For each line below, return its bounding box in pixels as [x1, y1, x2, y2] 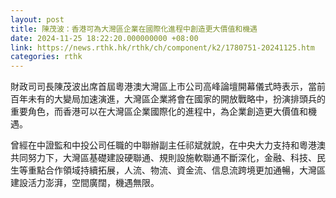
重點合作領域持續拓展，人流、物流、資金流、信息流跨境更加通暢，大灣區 [27, 164, 326, 176]
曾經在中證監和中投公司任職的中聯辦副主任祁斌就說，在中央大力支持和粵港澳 [10, 139, 326, 151]
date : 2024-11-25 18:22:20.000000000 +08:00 [10, 33, 199, 43]
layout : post [10, 14, 65, 25]
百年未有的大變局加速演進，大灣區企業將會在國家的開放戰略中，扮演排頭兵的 [10, 93, 326, 105]
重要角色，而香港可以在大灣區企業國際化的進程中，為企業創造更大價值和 [10, 106, 308, 118]
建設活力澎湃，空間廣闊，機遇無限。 [10, 177, 160, 189]
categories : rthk [10, 52, 83, 62]
